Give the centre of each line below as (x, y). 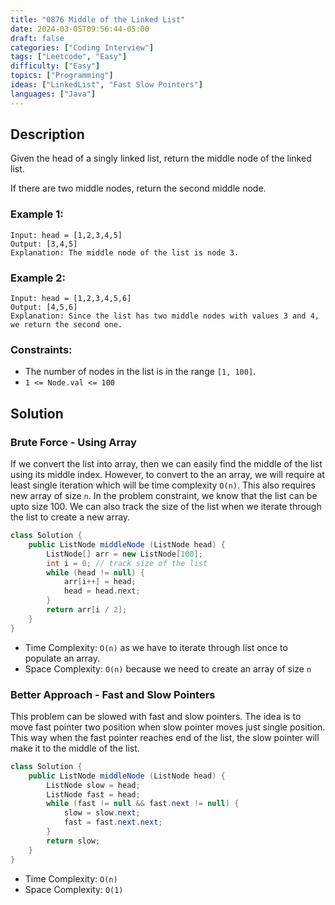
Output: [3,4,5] (44, 244)
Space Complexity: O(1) (74, 889)
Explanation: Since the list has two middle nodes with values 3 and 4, (165, 316)
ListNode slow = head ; (93, 785)
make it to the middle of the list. (75, 748)
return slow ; (73, 841)
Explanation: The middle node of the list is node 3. (125, 252)
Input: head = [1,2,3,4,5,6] (71, 299)
